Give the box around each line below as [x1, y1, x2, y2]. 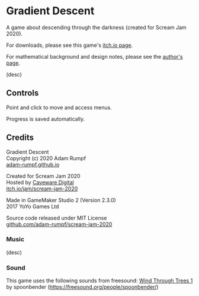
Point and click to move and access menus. [6, 104, 113, 111]
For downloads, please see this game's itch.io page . [6, 42, 133, 49]
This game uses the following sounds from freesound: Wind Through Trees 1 [6, 277, 193, 284]
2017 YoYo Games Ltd [6, 203, 59, 210]
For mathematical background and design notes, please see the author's [6, 53, 183, 60]
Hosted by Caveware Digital [6, 179, 74, 186]
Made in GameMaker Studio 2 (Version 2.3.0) [6, 196, 117, 203]
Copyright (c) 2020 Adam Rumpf [6, 154, 86, 161]
